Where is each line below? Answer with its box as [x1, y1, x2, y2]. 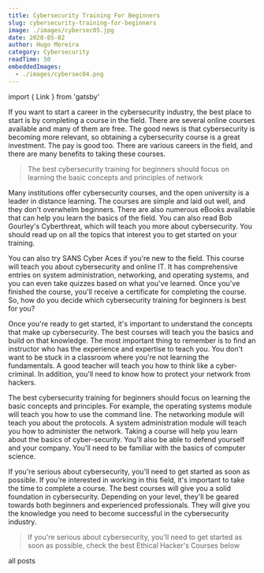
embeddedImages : [8, 63, 61, 71]
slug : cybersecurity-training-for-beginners [8, 19, 157, 27]
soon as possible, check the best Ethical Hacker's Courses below [27, 541, 240, 550]
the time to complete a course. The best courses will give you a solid [8, 483, 231, 493]
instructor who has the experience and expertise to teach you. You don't [8, 344, 243, 353]
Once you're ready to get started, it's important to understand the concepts [8, 318, 254, 328]
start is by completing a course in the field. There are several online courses [8, 115, 255, 125]
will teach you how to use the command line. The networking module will [8, 409, 244, 419]
